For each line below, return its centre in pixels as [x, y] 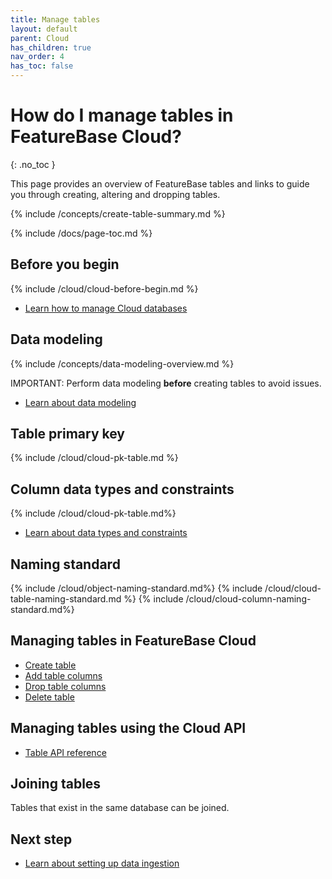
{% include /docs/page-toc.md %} [81, 233]
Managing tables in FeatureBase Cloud [133, 641]
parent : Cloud [40, 38]
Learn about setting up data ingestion [102, 863]
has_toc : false [42, 66]
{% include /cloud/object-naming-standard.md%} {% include [136, 588]
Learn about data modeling [80, 402]
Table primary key [67, 433]
